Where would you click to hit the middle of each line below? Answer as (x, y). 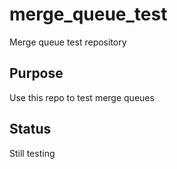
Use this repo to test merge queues (82, 97)
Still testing (32, 153)
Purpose (36, 73)
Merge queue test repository (68, 42)
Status (30, 129)
